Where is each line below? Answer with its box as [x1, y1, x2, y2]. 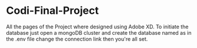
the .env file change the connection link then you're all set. [6, 35, 148, 42]
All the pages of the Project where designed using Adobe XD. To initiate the [6, 23, 189, 30]
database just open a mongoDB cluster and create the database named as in [6, 29, 192, 36]
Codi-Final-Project [6, 4, 99, 17]
